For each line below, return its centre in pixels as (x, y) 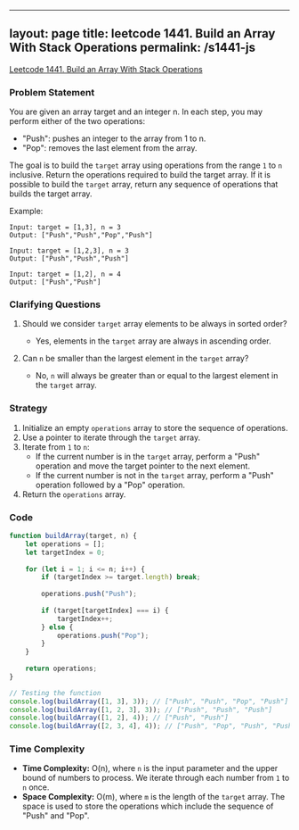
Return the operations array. (74, 494)
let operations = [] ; (65, 544)
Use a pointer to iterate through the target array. (111, 437)
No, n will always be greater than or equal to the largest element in (157, 376)
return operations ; (61, 668)
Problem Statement (52, 92)
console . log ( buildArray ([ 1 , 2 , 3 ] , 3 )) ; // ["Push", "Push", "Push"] (141, 710)
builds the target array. (51, 194)
